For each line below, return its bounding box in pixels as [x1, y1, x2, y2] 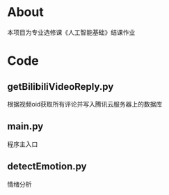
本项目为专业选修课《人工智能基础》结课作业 [7, 28, 136, 36]
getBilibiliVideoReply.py [7, 81, 114, 93]
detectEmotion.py [7, 161, 87, 173]
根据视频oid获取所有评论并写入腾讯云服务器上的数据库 [7, 100, 163, 108]
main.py [7, 120, 44, 132]
